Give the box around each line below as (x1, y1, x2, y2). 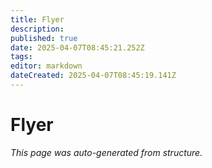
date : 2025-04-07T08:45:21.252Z (10, 42, 145, 53)
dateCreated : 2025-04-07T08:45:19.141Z (10, 71, 177, 81)
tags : (10, 52, 33, 62)
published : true (10, 33, 78, 43)
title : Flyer (10, 14, 65, 25)
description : (10, 24, 65, 34)
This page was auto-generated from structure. (10, 146, 203, 158)
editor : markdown (10, 61, 83, 71)
